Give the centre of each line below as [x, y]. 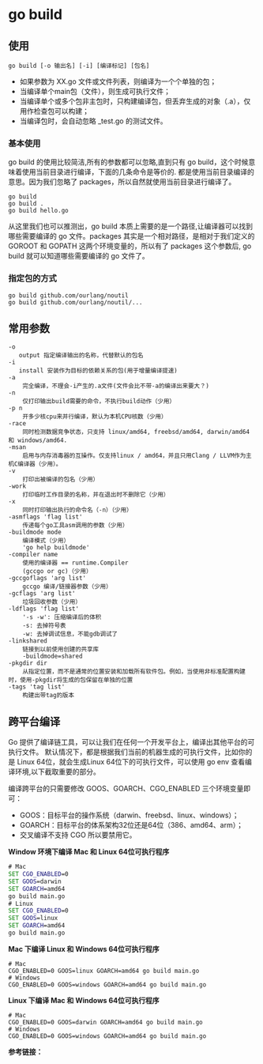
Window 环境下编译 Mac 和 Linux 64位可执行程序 [89, 852]
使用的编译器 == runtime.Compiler [75, 563]
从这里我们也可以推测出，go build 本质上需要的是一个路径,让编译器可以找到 [131, 226]
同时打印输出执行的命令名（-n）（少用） [77, 510]
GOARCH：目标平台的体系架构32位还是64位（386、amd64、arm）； [131, 825]
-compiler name [33, 555]
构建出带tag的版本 [49, 696]
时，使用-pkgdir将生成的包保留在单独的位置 [71, 680]
